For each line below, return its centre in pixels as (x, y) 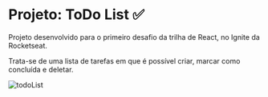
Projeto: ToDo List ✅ (76, 15)
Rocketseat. (28, 45)
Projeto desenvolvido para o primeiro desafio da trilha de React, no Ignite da (134, 37)
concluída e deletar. (41, 69)
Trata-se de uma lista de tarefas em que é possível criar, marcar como (124, 60)
